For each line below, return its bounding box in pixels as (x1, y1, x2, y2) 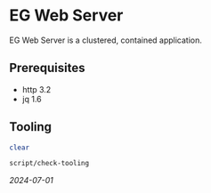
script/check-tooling (9, 159, 90, 168)
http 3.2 (21, 84, 52, 94)
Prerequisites (9, 60, 85, 76)
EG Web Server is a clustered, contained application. (9, 35, 203, 45)
